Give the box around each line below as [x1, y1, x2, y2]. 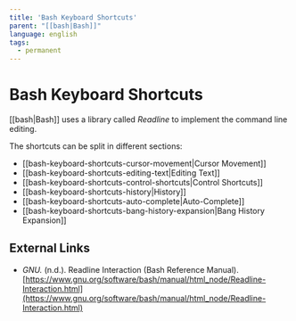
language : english [9, 29, 78, 38]
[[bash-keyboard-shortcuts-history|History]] [21, 186, 187, 197]
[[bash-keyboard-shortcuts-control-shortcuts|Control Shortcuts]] [21, 177, 263, 188]
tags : [9, 37, 29, 47]
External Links [9, 241, 91, 256]
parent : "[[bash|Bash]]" [9, 21, 102, 30]
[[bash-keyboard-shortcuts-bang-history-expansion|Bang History [21, 206, 266, 217]
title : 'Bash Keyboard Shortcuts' [9, 12, 138, 22]
